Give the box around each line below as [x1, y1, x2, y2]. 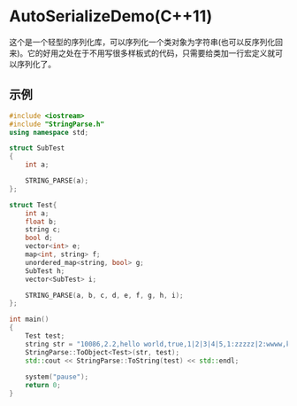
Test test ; [25, 332, 65, 340]
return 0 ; [25, 381, 62, 390]
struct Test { [9, 200, 57, 209]
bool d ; [25, 233, 53, 243]
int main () [9, 315, 49, 324]
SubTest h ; [25, 266, 65, 276]
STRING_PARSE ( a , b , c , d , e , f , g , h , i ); [25, 291, 184, 300]
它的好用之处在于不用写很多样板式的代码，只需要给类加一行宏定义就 [27, 47, 276, 59]
